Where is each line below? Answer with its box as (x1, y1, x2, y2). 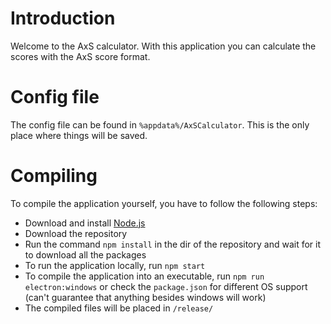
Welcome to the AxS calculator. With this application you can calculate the (10, 40, 317, 52)
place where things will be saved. (10, 129, 148, 141)
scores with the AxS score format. (10, 50, 151, 62)
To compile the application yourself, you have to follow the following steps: (10, 197, 318, 209)
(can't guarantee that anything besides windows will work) (24, 291, 267, 303)
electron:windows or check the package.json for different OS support (24, 280, 308, 292)
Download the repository (24, 227, 128, 239)
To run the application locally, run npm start (24, 259, 206, 271)
